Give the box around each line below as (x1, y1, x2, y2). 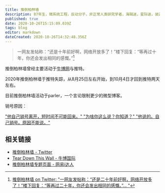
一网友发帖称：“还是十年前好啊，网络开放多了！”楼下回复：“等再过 (17, 49, 152, 55)
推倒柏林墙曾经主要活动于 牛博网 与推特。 (5, 65, 87, 71)
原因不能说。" (22, 119, 51, 125)
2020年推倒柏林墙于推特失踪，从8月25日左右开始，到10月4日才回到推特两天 (5, 76, 160, 82)
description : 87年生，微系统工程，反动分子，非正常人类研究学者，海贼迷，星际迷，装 (5, 12, 159, 17)
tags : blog (5, 26, 27, 30)
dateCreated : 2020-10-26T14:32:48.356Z (5, 35, 87, 40)
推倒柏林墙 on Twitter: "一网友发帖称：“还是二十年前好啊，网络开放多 (12, 176, 152, 182)
